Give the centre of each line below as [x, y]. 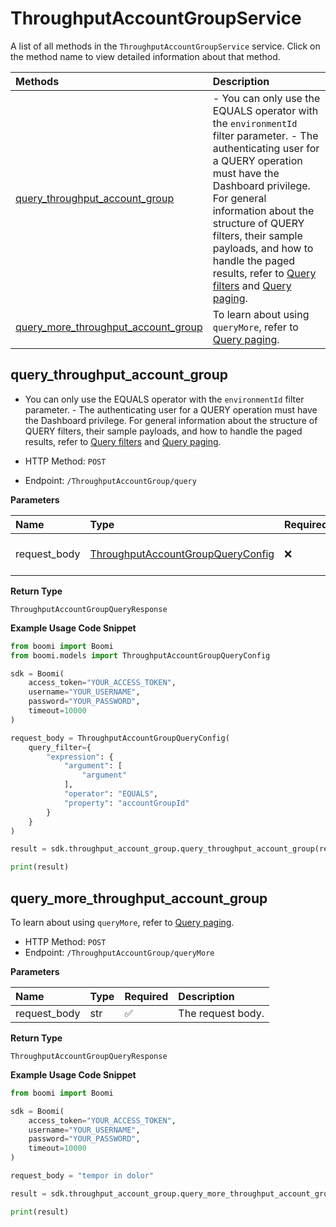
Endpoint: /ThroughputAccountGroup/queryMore [119, 952]
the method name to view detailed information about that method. [145, 56]
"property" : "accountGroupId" [126, 803]
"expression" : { [80, 757]
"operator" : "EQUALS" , [111, 794]
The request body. [221, 1013]
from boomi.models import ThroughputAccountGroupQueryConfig [140, 655]
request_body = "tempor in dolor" [82, 1176]
